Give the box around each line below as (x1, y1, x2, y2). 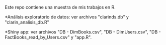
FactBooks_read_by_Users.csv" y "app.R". (5, 34, 92, 40)
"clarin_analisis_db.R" (5, 19, 50, 25)
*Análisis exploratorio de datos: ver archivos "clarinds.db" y (5, 14, 129, 19)
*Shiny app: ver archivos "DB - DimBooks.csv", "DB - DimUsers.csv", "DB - (5, 29, 161, 34)
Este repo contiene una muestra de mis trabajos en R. (5, 4, 116, 10)
